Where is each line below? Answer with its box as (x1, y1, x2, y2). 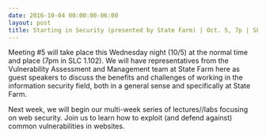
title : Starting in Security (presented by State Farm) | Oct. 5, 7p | (8, 26, 249, 34)
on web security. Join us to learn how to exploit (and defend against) (8, 113, 233, 123)
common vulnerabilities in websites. (8, 121, 125, 131)
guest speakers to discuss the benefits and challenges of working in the (8, 72, 243, 83)
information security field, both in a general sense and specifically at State (8, 81, 251, 91)
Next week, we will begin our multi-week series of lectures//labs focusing (8, 105, 249, 114)
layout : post (8, 19, 51, 27)
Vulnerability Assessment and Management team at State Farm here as (8, 65, 240, 74)
